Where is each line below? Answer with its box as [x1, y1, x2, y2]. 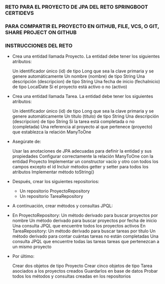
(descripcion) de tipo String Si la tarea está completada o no [12, 119, 134, 125]
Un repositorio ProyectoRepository [19, 188, 90, 194]
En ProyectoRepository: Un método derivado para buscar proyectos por [12, 213, 158, 219]
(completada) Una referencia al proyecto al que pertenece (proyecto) [12, 124, 153, 130]
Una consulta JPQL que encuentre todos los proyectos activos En [12, 223, 146, 229]
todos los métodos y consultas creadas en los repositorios [12, 273, 131, 279]
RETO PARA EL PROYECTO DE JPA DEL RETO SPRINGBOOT [5, 3, 148, 10]
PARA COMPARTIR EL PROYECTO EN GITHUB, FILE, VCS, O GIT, [5, 23, 159, 30]
